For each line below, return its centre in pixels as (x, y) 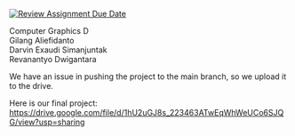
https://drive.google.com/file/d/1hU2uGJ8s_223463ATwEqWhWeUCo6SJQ (147, 112)
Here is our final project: (53, 103)
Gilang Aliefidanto (42, 40)
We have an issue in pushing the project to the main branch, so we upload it (148, 76)
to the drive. (31, 86)
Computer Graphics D (49, 31)
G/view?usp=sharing (47, 122)
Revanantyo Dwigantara (53, 59)
